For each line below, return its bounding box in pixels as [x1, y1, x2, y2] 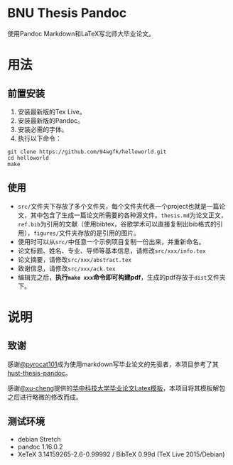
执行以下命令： [17, 133, 62, 143]
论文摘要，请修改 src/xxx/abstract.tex [17, 255, 131, 263]
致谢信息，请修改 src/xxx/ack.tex [17, 264, 116, 273]
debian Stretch [17, 434, 62, 443]
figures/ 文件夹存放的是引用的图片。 [33, 229, 141, 237]
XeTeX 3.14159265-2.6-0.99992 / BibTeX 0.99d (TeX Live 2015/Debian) [17, 449, 225, 459]
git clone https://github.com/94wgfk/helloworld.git [7, 148, 167, 155]
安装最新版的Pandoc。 [17, 116, 84, 125]
